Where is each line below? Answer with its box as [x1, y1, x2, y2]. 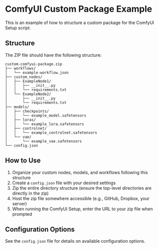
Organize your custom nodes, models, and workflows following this [12, 169, 148, 175]
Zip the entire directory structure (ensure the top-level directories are [12, 185, 152, 191]
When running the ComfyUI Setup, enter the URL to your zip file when [12, 206, 153, 212]
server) [12, 200, 27, 206]
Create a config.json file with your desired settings [12, 180, 116, 186]
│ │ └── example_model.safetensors [5, 113, 87, 118]
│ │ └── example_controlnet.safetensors [5, 130, 97, 135]
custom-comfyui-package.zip [5, 61, 63, 67]
